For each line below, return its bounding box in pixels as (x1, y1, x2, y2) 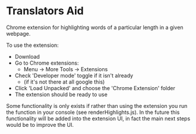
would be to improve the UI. (6, 121, 74, 128)
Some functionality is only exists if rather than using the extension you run (6, 102, 188, 109)
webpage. (6, 30, 31, 37)
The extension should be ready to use (14, 91, 108, 98)
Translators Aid (6, 4, 84, 18)
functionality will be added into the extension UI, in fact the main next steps (6, 114, 191, 122)
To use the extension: (6, 42, 59, 49)
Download (14, 53, 40, 60)
